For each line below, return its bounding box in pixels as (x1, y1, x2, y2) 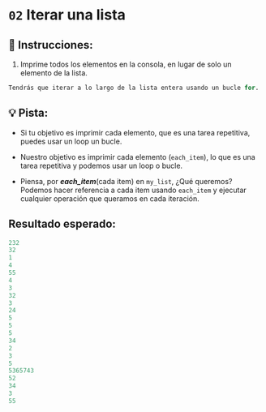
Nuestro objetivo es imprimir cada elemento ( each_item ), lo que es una (19, 152, 255, 161)
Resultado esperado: (8, 217, 116, 231)
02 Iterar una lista (8, 6, 126, 24)
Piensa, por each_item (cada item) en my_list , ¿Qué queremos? (19, 176, 233, 186)
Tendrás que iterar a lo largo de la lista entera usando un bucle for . (8, 84, 260, 92)
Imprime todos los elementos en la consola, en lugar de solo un (19, 59, 233, 69)
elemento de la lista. (19, 68, 88, 78)
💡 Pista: (8, 106, 49, 120)
